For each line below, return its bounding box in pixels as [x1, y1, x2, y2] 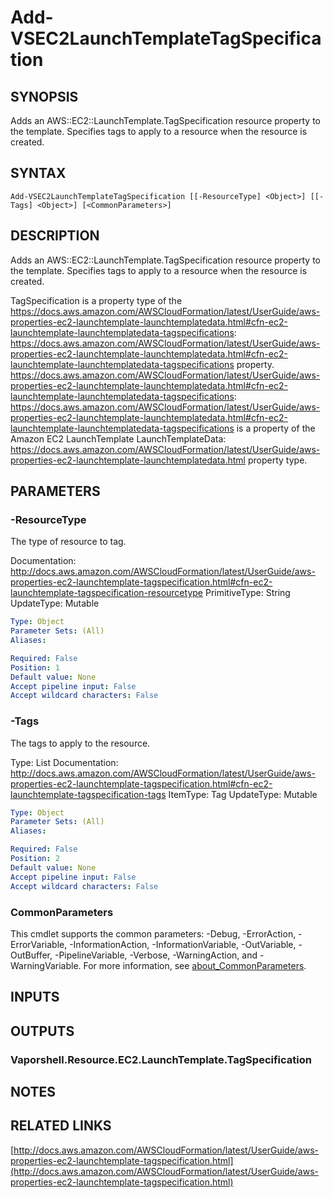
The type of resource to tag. [10, 536, 127, 548]
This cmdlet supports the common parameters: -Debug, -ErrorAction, [10, 927, 297, 940]
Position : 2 [10, 854, 60, 864]
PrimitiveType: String [204, 587, 291, 599]
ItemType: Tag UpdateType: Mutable [168, 788, 318, 800]
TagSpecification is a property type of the [10, 294, 183, 306]
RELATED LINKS [10, 1117, 112, 1135]
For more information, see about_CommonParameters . [83, 959, 307, 971]
